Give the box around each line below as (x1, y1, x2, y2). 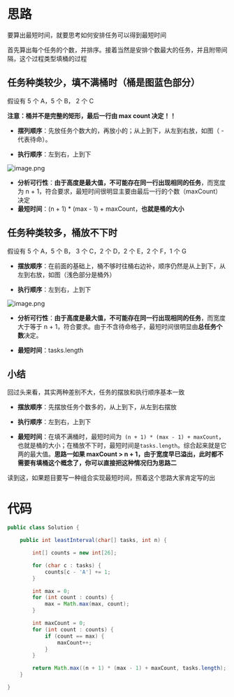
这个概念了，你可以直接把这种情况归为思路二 (47, 459, 177, 467)
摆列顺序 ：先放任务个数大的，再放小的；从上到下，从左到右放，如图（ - (17, 126, 225, 135)
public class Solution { (7, 524, 80, 531)
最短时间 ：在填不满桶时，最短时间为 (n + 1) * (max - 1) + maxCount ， (17, 432, 225, 441)
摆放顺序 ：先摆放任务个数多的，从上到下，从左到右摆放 (17, 403, 177, 411)
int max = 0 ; (32, 587, 71, 594)
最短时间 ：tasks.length (17, 346, 84, 354)
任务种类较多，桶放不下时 (7, 227, 117, 239)
